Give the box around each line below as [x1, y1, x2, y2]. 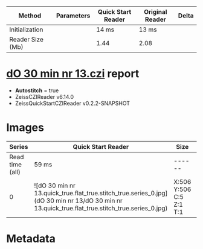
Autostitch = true [14, 87, 59, 94]
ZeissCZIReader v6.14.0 [14, 93, 74, 100]
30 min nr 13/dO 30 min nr [46, 196, 123, 204]
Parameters [56, 11, 91, 20]
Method [18, 11, 42, 20]
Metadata [6, 232, 56, 246]
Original [144, 8, 167, 16]
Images [6, 121, 44, 134]
